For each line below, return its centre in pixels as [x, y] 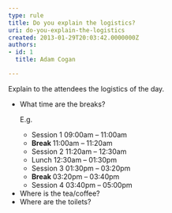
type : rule [26, 15]
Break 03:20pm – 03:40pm [75, 176]
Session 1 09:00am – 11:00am [79, 134]
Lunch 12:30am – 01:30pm [74, 159]
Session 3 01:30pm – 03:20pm [81, 168]
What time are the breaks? [62, 104]
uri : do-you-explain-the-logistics [67, 30]
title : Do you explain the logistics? [72, 23]
